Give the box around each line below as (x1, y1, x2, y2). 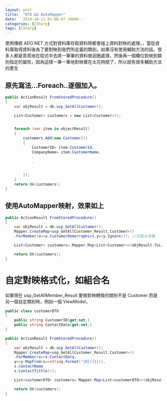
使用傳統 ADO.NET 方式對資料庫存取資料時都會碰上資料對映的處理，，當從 (5, 40, 156, 46)
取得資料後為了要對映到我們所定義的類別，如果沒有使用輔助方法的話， (13, 46, 158, 52)
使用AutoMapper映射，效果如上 (5, 202, 104, 210)
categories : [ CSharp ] (5, 21, 50, 26)
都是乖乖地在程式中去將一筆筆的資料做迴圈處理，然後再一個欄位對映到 (13, 53, 158, 59)
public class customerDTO (5, 308, 59, 314)
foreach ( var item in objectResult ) (14, 126, 90, 131)
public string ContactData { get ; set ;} (14, 323, 92, 328)
